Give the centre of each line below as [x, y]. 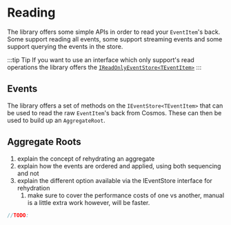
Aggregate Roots [44, 142]
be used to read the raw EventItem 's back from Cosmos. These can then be [114, 112]
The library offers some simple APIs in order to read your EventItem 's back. [114, 32]
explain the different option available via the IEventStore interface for [114, 180]
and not [28, 173]
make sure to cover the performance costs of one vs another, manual [126, 195]
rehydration [33, 188]
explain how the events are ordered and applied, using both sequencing [119, 166]
